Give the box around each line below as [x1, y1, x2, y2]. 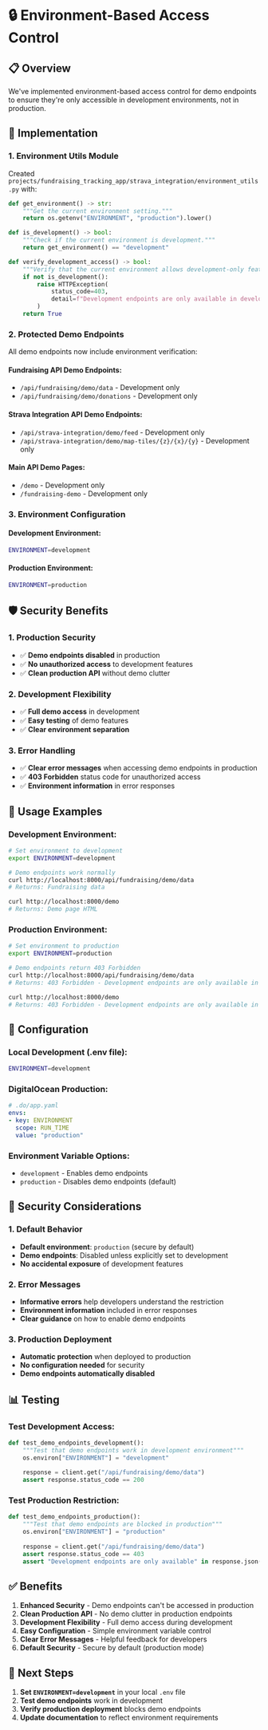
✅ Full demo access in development [19, 707, 140, 716]
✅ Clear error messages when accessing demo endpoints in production [19, 763, 258, 773]
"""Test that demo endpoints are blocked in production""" [22, 1520, 223, 1528]
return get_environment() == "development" [22, 244, 170, 252]
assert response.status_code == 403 [22, 1550, 145, 1558]
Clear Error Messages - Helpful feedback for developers [19, 1634, 207, 1644]
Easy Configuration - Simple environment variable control [19, 1626, 211, 1636]
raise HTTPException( [37, 280, 109, 288]
